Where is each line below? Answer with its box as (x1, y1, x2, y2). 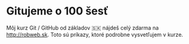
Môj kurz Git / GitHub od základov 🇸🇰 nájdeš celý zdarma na (6, 24, 159, 31)
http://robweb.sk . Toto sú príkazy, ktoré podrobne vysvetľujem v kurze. (6, 31, 184, 38)
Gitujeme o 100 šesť (6, 4, 109, 18)
